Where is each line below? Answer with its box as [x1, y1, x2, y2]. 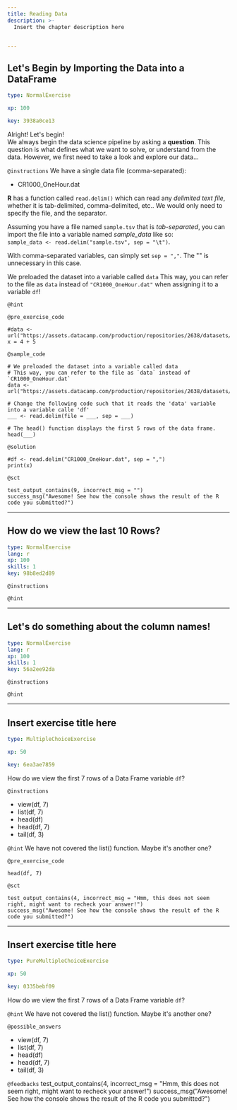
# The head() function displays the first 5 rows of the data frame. [7, 425, 217, 432]
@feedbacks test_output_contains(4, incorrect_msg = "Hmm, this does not [7, 1080, 219, 1088]
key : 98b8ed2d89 [7, 570, 55, 577]
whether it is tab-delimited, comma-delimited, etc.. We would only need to [7, 201, 223, 209]
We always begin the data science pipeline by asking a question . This [7, 137, 210, 146]
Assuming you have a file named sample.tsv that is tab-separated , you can [7, 222, 226, 230]
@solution [7, 443, 37, 450]
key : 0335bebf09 [7, 983, 55, 991]
